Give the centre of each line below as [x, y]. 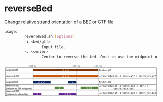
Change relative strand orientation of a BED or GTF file [59, 22]
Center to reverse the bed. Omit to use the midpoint [97, 57]
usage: [11, 31]
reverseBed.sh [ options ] [49, 36]
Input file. [54, 47]
